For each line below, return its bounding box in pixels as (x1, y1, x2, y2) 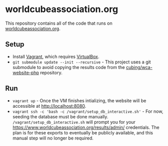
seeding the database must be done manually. (12, 113, 109, 119)
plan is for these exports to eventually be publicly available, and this (12, 129, 153, 135)
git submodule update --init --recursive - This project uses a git (12, 59, 151, 65)
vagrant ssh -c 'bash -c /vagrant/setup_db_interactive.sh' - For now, (12, 108, 163, 114)
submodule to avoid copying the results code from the (12, 64, 125, 70)
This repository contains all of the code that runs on (5, 20, 113, 26)
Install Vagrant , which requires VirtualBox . (12, 53, 100, 59)
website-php (12, 69, 39, 76)
